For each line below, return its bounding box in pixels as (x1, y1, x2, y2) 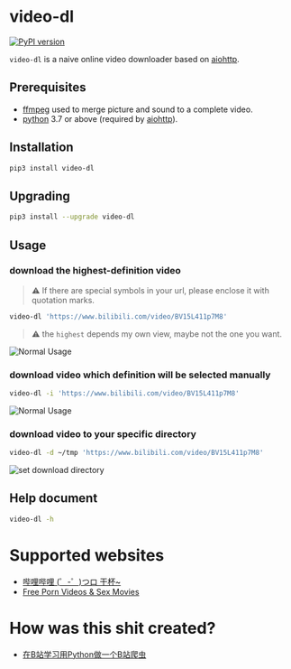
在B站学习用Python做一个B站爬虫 (22, 648, 147, 660)
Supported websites (9, 544, 165, 565)
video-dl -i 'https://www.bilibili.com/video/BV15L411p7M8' (9, 388, 241, 398)
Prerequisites (9, 79, 86, 96)
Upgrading (9, 188, 70, 204)
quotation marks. (31, 294, 95, 305)
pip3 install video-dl (9, 163, 95, 172)
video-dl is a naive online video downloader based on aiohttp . (9, 53, 241, 64)
